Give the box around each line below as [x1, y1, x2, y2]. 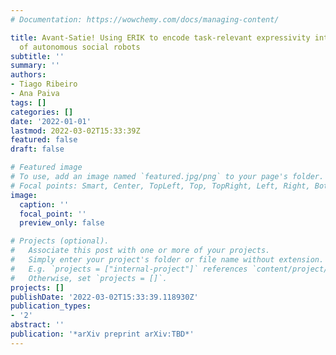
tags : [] [10, 97, 47, 108]
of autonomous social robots [19, 42, 141, 52]
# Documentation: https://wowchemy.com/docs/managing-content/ [10, 14, 280, 25]
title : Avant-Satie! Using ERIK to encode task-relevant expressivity [10, 32, 311, 43]
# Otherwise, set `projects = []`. [10, 273, 168, 283]
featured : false [10, 135, 78, 145]
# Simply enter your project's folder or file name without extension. [10, 255, 325, 265]
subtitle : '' [10, 51, 65, 61]
